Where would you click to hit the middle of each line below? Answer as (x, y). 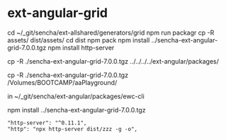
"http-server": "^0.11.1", (47, 123)
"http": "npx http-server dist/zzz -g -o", (73, 129)
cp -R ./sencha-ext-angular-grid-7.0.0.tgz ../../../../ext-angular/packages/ (113, 61)
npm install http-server (81, 47)
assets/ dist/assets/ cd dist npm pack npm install (79, 40)
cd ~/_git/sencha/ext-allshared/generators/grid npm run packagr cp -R (111, 33)
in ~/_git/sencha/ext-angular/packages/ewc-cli (76, 96)
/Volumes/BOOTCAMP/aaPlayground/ (62, 82)
